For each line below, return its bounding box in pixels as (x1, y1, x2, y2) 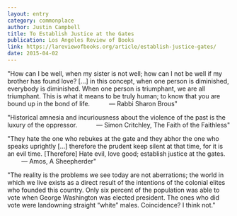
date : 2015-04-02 (7, 50, 59, 57)
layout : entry (7, 10, 50, 18)
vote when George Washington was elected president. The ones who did (7, 193, 220, 202)
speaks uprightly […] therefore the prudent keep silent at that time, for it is (7, 142, 224, 150)
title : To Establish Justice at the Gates (7, 30, 134, 38)
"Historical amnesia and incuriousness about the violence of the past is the (7, 113, 226, 121)
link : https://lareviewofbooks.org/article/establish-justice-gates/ (7, 43, 217, 50)
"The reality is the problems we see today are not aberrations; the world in (7, 171, 224, 179)
